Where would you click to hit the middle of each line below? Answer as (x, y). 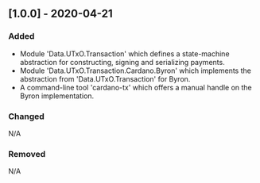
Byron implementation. (57, 96)
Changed (27, 116)
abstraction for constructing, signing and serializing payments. (122, 62)
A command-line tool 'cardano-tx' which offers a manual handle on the (136, 87)
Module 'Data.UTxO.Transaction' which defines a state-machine (124, 53)
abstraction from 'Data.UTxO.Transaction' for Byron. (105, 78)
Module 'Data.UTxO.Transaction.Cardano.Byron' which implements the (136, 71)
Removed (27, 154)
